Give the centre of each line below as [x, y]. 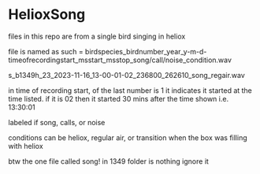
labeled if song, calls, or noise [57, 122]
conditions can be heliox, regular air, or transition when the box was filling [128, 137]
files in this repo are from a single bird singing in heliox [97, 36]
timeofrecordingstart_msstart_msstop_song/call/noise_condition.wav [120, 60]
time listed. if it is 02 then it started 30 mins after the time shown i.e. [119, 98]
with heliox [26, 146]
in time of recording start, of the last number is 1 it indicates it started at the [130, 90]
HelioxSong [47, 15]
